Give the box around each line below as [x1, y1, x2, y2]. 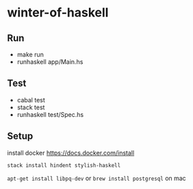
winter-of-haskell [7, 5, 109, 21]
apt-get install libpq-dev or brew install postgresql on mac [7, 174, 186, 182]
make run [16, 50, 44, 58]
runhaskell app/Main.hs [16, 58, 83, 66]
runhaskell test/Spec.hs [16, 110, 84, 118]
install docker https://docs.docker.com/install [7, 148, 135, 157]
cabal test [16, 96, 46, 104]
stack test [16, 103, 45, 111]
